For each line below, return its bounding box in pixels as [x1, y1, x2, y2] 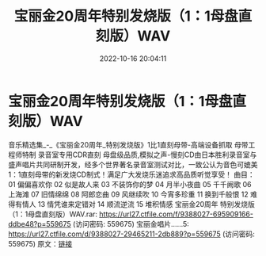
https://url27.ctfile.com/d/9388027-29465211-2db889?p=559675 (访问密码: [8, 229, 256, 239]
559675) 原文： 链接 [8, 239, 73, 248]
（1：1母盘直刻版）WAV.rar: [8, 209, 97, 219]
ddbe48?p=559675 [8, 219, 71, 228]
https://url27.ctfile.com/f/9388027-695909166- [98, 209, 253, 219]
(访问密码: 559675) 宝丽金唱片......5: [72, 219, 190, 228]
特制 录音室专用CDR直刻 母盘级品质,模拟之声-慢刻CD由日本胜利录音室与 [21, 150, 257, 159]
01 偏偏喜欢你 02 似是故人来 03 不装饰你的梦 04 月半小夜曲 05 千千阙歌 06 [8, 179, 252, 189]
